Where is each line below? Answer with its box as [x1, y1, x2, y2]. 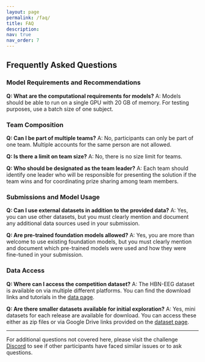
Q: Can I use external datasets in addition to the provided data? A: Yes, [6, 207, 189, 214]
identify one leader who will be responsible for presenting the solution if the [6, 171, 196, 178]
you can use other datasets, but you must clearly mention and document [6, 213, 189, 221]
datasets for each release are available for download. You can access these [6, 311, 196, 319]
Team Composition [6, 120, 64, 129]
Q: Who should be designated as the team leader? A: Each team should [6, 164, 189, 172]
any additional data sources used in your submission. [6, 220, 140, 227]
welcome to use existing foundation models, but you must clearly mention [6, 238, 192, 245]
